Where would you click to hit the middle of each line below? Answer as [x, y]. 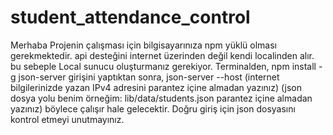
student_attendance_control [130, 17]
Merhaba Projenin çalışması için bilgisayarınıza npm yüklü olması [143, 45]
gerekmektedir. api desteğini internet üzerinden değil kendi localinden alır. [162, 55]
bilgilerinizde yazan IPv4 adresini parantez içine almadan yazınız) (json [156, 87]
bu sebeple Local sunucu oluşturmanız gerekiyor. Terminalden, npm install [163, 66]
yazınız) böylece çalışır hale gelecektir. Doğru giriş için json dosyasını [153, 108]
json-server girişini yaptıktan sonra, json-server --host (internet [149, 77]
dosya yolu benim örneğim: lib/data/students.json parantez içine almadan [161, 98]
